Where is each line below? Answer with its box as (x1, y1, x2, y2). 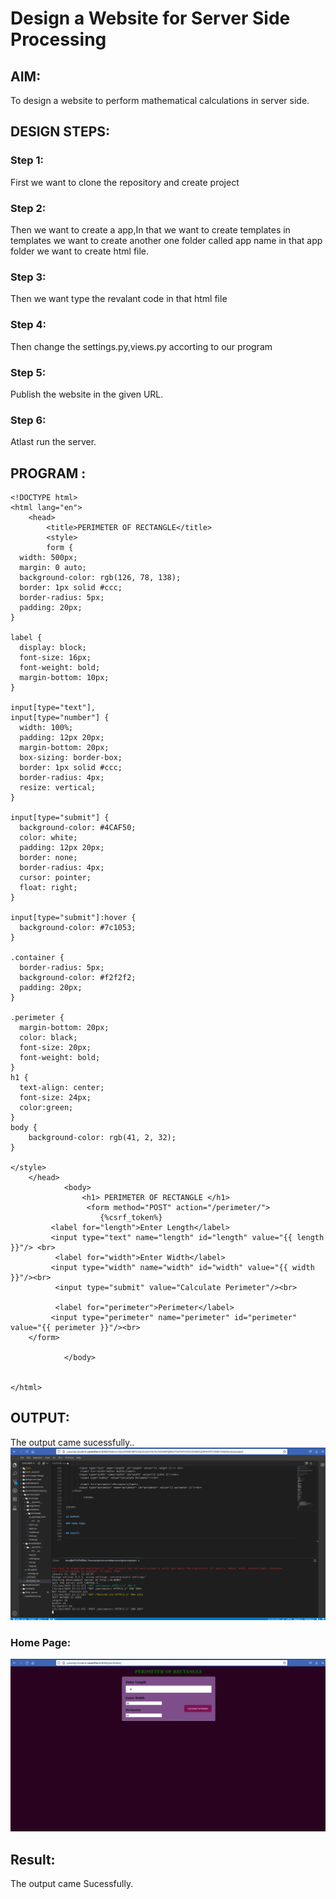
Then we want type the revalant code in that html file (10, 293, 228, 305)
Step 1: (10, 153, 44, 167)
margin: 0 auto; (19, 562, 87, 572)
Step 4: (10, 318, 47, 332)
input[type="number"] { (10, 712, 110, 722)
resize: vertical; (19, 782, 97, 792)
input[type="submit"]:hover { (10, 912, 137, 922)
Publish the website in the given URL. (10, 388, 164, 400)
